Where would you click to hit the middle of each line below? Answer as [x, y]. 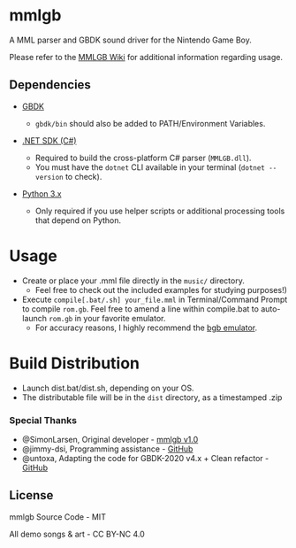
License [31, 495]
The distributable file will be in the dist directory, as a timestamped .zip [152, 397]
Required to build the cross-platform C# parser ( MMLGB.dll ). [143, 158]
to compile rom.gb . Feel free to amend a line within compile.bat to [140, 309]
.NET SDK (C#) [49, 140]
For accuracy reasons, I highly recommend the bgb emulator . [146, 328]
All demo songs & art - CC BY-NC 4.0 [77, 534]
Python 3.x [42, 193]
